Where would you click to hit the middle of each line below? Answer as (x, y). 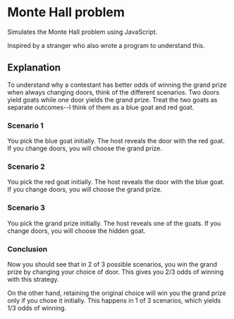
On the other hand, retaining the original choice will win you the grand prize (117, 293)
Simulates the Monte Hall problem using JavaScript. (82, 32)
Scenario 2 (26, 167)
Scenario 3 (26, 207)
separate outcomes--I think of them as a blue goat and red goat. (101, 107)
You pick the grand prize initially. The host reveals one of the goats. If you (114, 223)
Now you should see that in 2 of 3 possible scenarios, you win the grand (112, 264)
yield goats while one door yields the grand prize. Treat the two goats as (112, 100)
